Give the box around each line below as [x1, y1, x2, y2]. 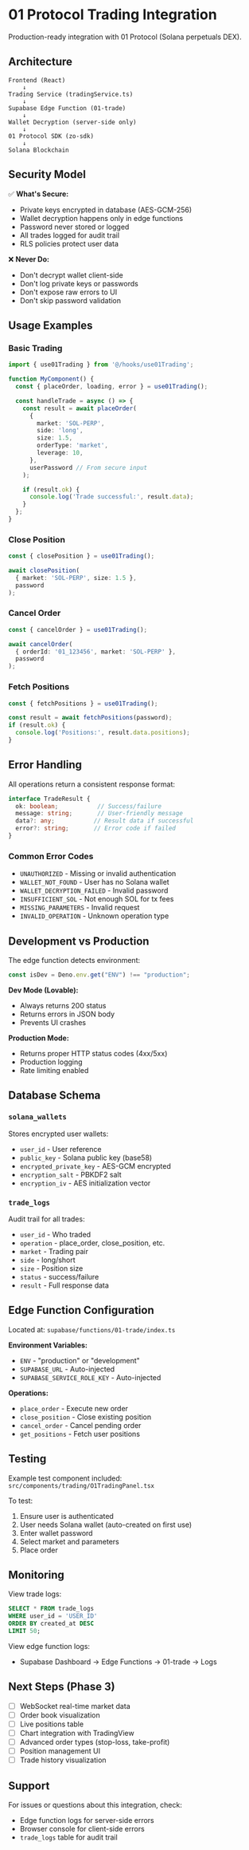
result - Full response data [19, 1280, 110, 1290]
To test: [8, 1496, 33, 1505]
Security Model [8, 168, 86, 181]
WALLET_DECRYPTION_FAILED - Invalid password [19, 886, 169, 895]
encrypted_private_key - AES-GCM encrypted [19, 1161, 171, 1170]
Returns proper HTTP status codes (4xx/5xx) [19, 1048, 168, 1058]
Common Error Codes [8, 850, 94, 862]
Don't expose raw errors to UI [19, 287, 118, 297]
